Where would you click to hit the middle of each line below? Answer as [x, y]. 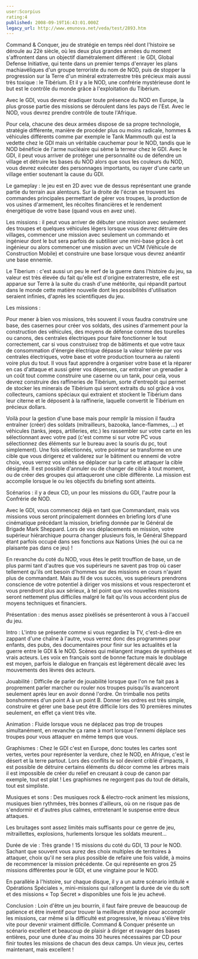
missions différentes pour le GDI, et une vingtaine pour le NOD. [82, 870]
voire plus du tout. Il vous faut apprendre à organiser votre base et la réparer [99, 363]
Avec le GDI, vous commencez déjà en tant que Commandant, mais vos [93, 510]
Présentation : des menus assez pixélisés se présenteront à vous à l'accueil [98, 615]
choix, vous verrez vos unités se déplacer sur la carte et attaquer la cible [94, 462]
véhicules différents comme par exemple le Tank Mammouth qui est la [91, 137]
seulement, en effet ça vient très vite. [51, 713]
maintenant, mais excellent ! [40, 950]
